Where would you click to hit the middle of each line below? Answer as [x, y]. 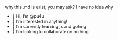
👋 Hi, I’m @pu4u [28, 16]
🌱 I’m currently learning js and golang [49, 26]
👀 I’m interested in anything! [39, 21]
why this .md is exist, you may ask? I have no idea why [59, 7]
